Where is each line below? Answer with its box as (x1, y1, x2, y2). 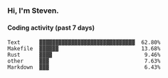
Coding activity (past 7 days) (7, 23, 95, 32)
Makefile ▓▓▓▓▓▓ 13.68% (7, 45, 161, 52)
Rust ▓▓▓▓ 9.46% (7, 52, 161, 59)
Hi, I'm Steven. (7, 6, 59, 16)
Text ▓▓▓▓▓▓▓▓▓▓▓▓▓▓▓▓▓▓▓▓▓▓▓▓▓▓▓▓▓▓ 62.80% (7, 39, 161, 46)
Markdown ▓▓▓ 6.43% (7, 64, 161, 71)
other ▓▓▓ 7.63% (7, 57, 161, 65)
